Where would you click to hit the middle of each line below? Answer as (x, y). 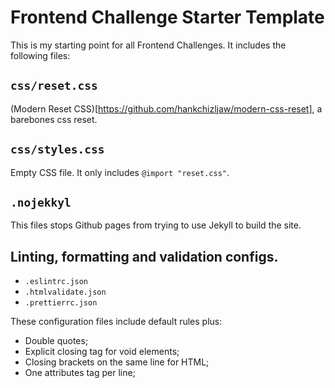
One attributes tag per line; (80, 373)
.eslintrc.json (56, 282)
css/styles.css (57, 149)
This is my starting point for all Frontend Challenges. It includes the (148, 45)
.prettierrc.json (61, 303)
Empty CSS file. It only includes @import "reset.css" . (120, 172)
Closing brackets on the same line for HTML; (117, 362)
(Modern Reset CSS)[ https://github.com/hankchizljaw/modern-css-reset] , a (166, 108)
